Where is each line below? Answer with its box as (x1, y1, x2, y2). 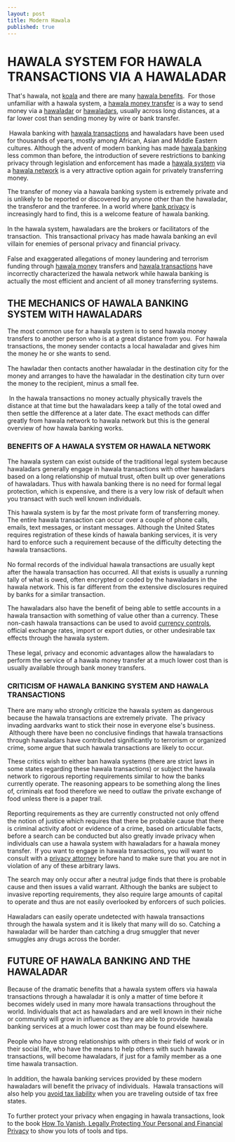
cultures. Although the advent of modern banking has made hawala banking (7, 144, 227, 152)
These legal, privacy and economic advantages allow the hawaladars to (7, 649, 215, 657)
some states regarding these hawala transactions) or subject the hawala (7, 764, 216, 773)
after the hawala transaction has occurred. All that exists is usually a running (7, 568, 228, 577)
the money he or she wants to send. (7, 349, 111, 358)
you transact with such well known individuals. (7, 494, 142, 503)
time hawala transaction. (7, 1059, 79, 1068)
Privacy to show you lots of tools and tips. (7, 1127, 128, 1135)
